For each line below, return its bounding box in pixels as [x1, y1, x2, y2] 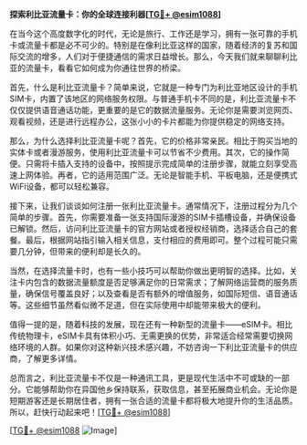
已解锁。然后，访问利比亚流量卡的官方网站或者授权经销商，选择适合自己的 [9, 223, 290, 233]
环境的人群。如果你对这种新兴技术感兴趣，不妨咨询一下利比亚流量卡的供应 [16, 342, 298, 352]
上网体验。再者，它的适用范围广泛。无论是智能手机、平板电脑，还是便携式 [16, 170, 298, 181]
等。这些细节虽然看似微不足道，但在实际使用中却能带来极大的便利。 [9, 300, 266, 310]
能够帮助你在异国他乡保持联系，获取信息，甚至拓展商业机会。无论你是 [33, 384, 298, 395]
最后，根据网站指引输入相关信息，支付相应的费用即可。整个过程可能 [25, 234, 281, 245]
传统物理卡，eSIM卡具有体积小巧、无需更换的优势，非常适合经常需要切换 [9, 330, 285, 341]
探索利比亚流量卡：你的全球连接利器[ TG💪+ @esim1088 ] [9, 9, 222, 19]
